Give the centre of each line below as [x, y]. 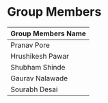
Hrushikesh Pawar [40, 56]
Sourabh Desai [34, 89]
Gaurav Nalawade [39, 78]
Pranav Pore [30, 45]
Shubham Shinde [38, 67]
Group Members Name [49, 33]
